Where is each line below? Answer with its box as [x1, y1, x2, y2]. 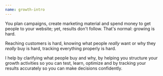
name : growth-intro [5, 7, 45, 12]
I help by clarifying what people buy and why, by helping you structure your [5, 55, 158, 61]
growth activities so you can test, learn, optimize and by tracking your [5, 60, 146, 66]
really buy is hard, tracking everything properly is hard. [5, 45, 116, 51]
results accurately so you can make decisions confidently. [5, 65, 123, 71]
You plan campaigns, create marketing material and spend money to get [5, 20, 151, 26]
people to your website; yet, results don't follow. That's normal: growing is [5, 25, 155, 32]
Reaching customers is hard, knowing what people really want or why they [5, 40, 156, 46]
